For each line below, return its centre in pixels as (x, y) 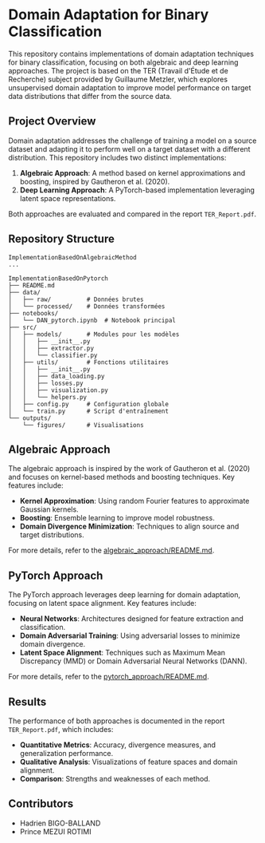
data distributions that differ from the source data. (90, 96)
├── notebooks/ (33, 313)
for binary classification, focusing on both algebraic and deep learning (123, 62)
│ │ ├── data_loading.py (57, 376)
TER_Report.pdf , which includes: (61, 729)
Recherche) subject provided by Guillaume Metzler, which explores (118, 79)
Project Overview (52, 121)
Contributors (41, 804)
